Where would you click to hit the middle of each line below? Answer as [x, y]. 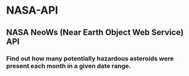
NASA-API [32, 10]
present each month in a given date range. [69, 66]
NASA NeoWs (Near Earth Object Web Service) [95, 32]
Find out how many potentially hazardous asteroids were [90, 58]
